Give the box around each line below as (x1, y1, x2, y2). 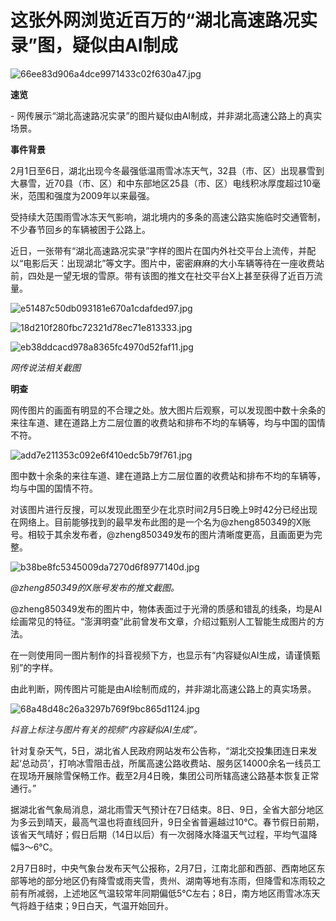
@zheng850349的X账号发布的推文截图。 (10, 581, 180, 593)
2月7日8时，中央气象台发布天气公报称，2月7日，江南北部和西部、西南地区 (10, 862, 317, 874)
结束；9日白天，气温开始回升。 (44, 899, 174, 911)
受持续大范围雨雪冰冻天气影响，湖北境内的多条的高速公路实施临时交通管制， (10, 211, 326, 223)
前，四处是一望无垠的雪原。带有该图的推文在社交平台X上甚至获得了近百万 (10, 269, 315, 281)
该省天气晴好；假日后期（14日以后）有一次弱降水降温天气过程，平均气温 (10, 828, 309, 840)
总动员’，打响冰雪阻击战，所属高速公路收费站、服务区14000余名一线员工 (21, 757, 322, 769)
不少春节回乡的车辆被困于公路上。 (10, 223, 151, 235)
